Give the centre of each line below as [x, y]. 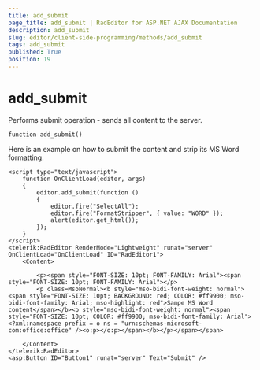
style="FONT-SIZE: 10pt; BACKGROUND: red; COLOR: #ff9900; [128, 296]
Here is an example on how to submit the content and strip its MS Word [124, 149]
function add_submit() [45, 135]
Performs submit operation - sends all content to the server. [105, 120]
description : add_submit [49, 30]
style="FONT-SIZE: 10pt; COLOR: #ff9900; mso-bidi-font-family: [116, 316]
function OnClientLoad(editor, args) [84, 179]
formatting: [26, 157]
